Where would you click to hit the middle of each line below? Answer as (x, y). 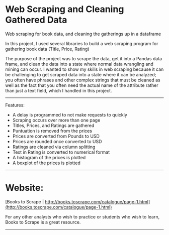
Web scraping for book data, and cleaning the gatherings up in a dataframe (83, 34)
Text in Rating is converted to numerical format (61, 152)
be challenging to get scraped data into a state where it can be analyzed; (81, 74)
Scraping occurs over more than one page (56, 120)
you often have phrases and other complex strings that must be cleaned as (83, 80)
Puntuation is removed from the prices (52, 131)
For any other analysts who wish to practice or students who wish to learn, (82, 216)
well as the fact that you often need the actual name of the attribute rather (82, 85)
